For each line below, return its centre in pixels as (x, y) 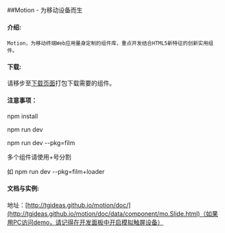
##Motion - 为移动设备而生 (45, 10)
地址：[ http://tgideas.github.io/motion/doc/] (69, 205)
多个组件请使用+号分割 (39, 157)
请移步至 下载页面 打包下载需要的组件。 (61, 83)
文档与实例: (23, 188)
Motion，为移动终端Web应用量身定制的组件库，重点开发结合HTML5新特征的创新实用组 (110, 43)
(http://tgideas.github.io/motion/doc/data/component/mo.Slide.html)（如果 (113, 213)
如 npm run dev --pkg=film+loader (56, 171)
